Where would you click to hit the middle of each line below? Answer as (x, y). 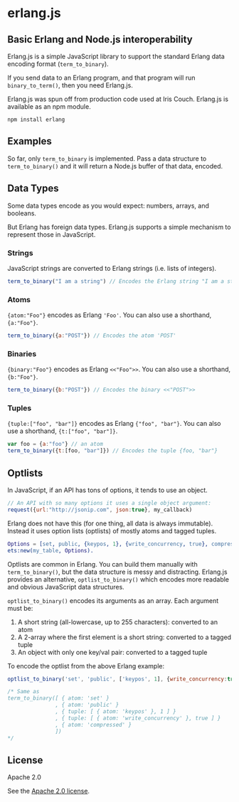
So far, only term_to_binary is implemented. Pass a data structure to (107, 159)
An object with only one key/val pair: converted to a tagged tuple (112, 652)
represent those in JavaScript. (52, 234)
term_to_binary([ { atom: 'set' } (59, 698)
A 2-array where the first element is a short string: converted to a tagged (124, 637)
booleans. (22, 213)
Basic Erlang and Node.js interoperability (100, 39)
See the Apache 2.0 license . (49, 791)
